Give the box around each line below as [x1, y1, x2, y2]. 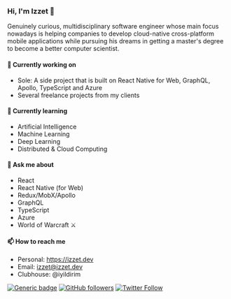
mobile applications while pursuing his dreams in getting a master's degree [7, 37, 224, 45]
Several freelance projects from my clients [17, 91, 140, 99]
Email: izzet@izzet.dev [17, 263, 83, 271]
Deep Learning [17, 137, 61, 145]
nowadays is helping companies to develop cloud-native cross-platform [7, 29, 215, 38]
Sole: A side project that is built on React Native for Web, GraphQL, [17, 76, 211, 85]
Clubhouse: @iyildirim [17, 270, 81, 279]
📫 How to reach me [7, 237, 66, 245]
